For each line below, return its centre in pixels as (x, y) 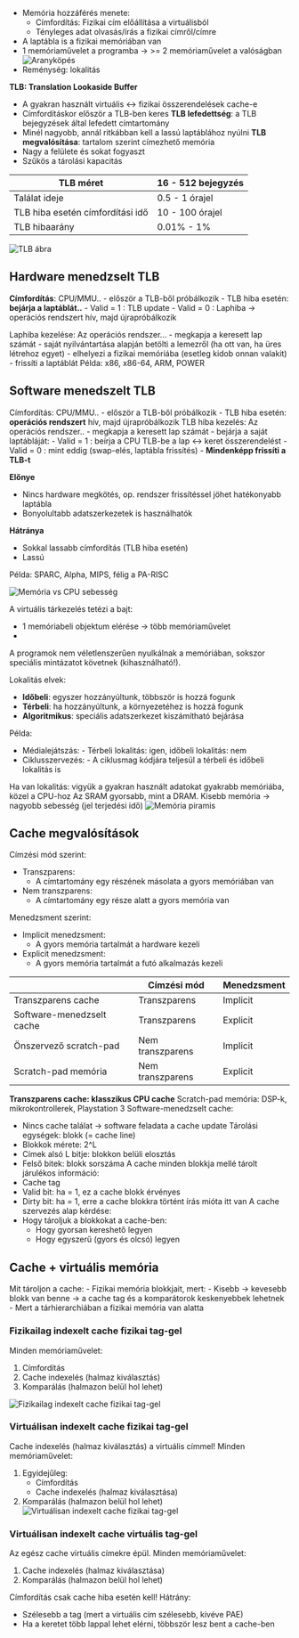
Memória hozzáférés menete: (76, 13)
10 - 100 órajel (190, 212)
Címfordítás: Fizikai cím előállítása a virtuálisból (122, 22)
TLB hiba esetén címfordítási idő (81, 212)
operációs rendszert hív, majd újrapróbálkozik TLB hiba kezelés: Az (133, 421)
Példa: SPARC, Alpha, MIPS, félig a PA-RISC (89, 575)
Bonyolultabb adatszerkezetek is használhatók (107, 513)
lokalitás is (41, 769)
